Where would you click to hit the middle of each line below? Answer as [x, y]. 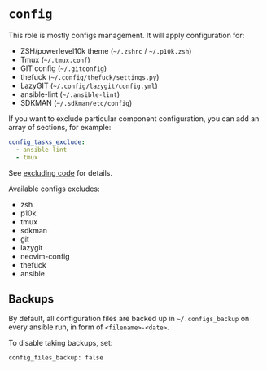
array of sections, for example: [60, 127]
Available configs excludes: [54, 189]
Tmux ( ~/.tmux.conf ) [55, 59]
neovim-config [45, 256]
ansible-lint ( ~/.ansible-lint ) [70, 94]
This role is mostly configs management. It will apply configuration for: [127, 35]
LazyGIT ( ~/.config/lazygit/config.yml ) [89, 85]
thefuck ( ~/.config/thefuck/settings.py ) [90, 76]
